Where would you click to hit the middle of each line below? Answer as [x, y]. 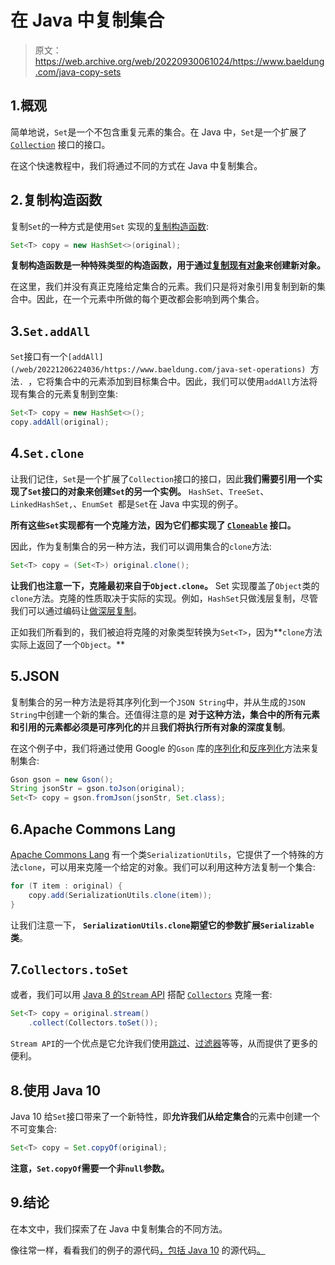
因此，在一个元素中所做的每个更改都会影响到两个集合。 [150, 299]
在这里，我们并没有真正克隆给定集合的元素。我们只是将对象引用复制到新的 [163, 287]
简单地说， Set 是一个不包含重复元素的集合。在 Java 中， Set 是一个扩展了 [159, 132]
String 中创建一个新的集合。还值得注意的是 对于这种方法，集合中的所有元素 [165, 714]
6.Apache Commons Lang [93, 829]
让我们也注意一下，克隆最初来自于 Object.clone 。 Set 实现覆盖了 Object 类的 [165, 585]
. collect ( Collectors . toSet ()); [93, 1023]
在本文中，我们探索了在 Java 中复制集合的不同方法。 [119, 1228]
